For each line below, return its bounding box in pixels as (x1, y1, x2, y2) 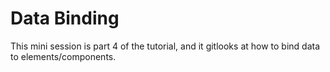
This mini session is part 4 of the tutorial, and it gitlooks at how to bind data (10, 40, 321, 52)
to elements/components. (10, 50, 117, 62)
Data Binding (10, 7, 120, 30)
